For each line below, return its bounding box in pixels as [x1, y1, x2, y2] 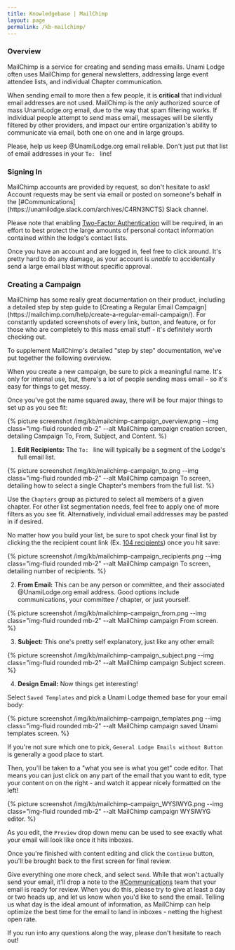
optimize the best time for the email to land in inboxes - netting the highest [7, 908, 222, 916]
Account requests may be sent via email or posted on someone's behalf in [7, 190, 222, 199]
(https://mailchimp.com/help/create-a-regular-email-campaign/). [7, 310, 195, 319]
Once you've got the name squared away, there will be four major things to [7, 396, 223, 404]
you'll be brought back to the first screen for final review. [7, 857, 172, 865]
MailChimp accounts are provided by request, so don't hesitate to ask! [7, 182, 210, 191]
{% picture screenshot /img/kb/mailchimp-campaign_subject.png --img [7, 651, 215, 660]
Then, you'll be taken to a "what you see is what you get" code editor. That [7, 764, 223, 772]
